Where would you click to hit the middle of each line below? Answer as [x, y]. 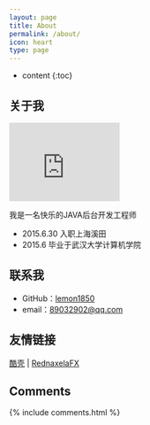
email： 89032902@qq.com [72, 309]
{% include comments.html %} [65, 413]
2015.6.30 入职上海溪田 [64, 233]
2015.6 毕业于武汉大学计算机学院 [82, 244]
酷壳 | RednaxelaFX [44, 363]
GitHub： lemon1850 [58, 298]
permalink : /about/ [45, 34]
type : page [29, 50]
